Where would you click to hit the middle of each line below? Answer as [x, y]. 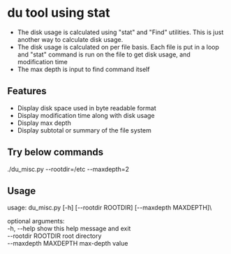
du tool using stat [59, 13]
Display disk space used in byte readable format [87, 108]
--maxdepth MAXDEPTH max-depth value [68, 244]
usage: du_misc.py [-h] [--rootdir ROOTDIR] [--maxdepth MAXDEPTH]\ [110, 208]
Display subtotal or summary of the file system [84, 130]
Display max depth [44, 123]
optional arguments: [36, 221]
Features [27, 91]
